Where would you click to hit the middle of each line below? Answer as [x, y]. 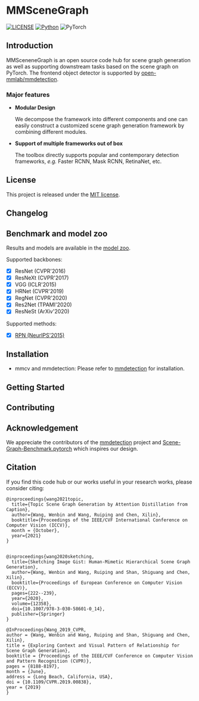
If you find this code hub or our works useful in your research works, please [99, 482]
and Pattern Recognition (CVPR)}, [49, 661]
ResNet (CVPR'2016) [40, 271]
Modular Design [35, 107]
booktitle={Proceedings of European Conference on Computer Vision [97, 583]
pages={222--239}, [35, 593]
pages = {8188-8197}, [33, 666]
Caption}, [18, 509]
